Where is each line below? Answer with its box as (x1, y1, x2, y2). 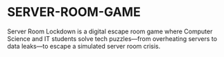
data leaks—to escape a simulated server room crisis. (7, 42, 161, 50)
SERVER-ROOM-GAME (7, 4, 141, 20)
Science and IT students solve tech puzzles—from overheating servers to (7, 34, 217, 42)
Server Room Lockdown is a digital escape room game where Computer (7, 27, 213, 35)
